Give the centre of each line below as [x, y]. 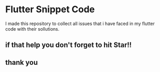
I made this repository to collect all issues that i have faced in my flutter [80, 23]
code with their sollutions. [32, 29]
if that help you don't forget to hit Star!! [69, 45]
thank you [22, 62]
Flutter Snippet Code [50, 9]
